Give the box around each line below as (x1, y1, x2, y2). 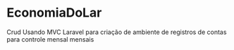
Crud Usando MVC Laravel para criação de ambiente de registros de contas (6, 28, 227, 36)
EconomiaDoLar (6, 5, 102, 21)
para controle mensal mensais (6, 35, 94, 43)
